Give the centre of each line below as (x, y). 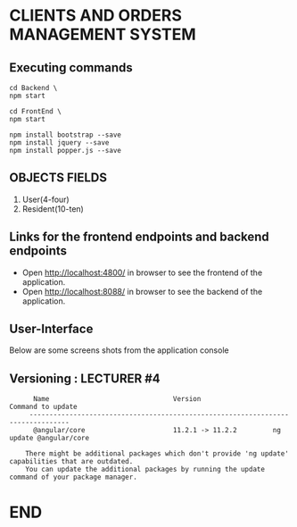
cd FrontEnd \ (36, 112)
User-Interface (51, 329)
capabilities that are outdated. (71, 462)
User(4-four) (45, 199)
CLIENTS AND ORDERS (96, 16)
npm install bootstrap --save (66, 135)
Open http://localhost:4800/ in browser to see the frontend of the (142, 272)
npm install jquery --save (59, 143)
